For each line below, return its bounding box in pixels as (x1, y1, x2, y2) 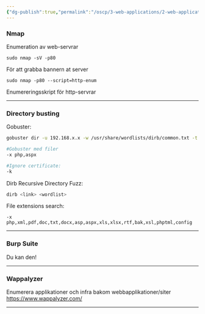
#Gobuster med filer (6, 146, 59, 152)
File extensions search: (6, 203, 65, 210)
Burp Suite (6, 239, 38, 248)
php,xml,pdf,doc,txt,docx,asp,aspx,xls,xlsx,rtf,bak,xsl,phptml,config (6, 220, 192, 226)
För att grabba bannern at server (6, 65, 88, 73)
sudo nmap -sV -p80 (6, 54, 56, 61)
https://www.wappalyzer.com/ (6, 295, 82, 302)
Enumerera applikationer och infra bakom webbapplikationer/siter (6, 288, 171, 296)
